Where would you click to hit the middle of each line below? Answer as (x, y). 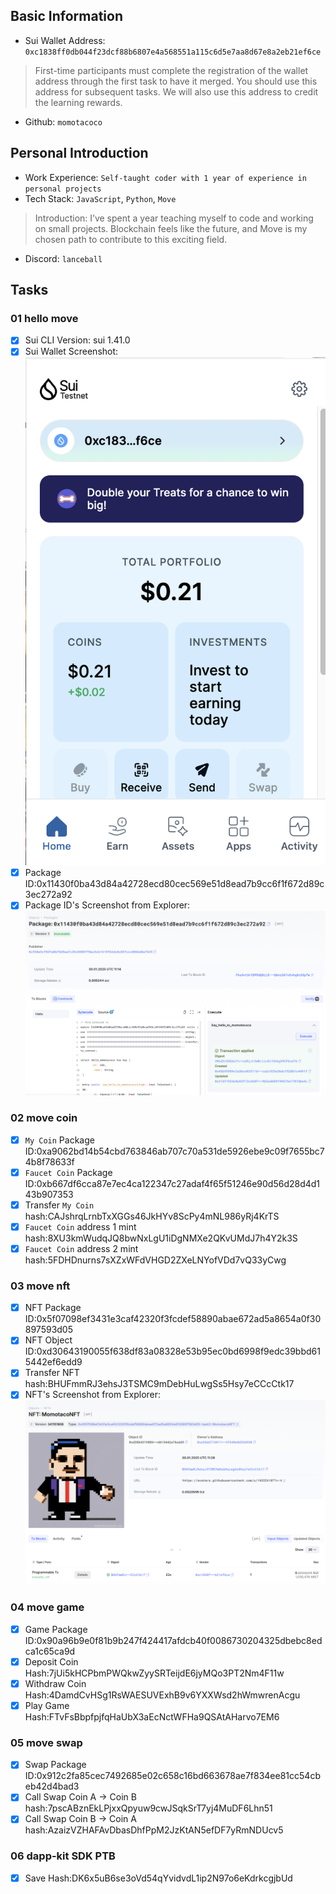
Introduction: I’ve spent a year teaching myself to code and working (174, 218)
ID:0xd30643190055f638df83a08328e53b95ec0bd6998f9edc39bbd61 (172, 1351)
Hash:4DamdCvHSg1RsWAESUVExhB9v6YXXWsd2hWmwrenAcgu (162, 1695)
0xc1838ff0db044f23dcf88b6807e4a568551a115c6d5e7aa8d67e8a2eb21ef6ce (173, 52)
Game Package (56, 1629)
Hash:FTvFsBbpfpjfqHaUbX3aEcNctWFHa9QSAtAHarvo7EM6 (152, 1716)
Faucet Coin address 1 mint (80, 1226)
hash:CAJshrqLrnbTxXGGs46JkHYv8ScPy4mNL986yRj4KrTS (152, 1216)
